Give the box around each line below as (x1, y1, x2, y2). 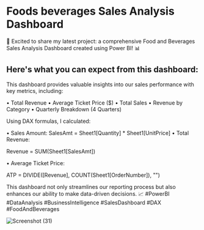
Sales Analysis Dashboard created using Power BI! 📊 (6, 44, 140, 51)
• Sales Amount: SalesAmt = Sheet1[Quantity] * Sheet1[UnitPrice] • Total (6, 129, 189, 136)
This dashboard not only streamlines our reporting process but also (6, 183, 176, 190)
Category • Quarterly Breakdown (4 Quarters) (6, 105, 122, 113)
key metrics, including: (6, 87, 64, 94)
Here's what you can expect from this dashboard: (6, 64, 199, 75)
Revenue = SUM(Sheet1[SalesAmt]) (6, 147, 96, 155)
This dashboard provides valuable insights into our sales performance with (6, 81, 194, 88)
